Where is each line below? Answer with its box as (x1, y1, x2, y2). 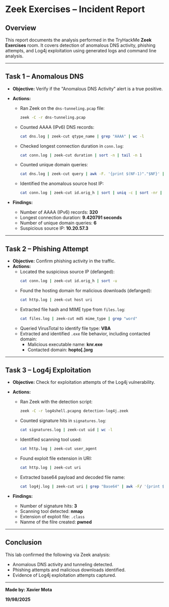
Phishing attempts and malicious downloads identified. (12, 567, 126, 573)
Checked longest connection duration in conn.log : (20, 143, 124, 149)
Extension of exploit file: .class (20, 513, 85, 519)
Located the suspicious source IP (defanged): (20, 268, 115, 275)
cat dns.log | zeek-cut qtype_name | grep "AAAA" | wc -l (20, 133, 144, 139)
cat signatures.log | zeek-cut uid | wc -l (20, 427, 113, 433)
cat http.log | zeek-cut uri (20, 465, 81, 470)
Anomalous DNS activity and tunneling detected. (12, 561, 114, 567)
